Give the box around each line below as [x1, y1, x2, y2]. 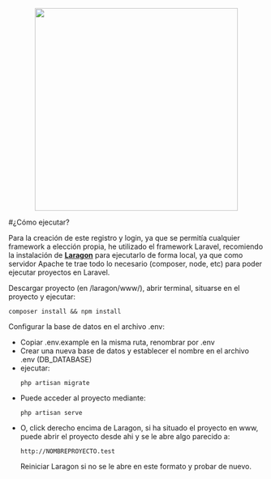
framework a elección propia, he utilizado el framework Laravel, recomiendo [8, 242, 264, 251]
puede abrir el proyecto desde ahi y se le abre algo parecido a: [19, 432, 230, 441]
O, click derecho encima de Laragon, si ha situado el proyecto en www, [19, 423, 259, 433]
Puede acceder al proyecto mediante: [19, 393, 146, 403]
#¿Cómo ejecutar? [8, 217, 71, 227]
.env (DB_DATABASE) [19, 355, 92, 364]
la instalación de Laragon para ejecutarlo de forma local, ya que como [8, 250, 243, 259]
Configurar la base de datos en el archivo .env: [8, 322, 165, 331]
